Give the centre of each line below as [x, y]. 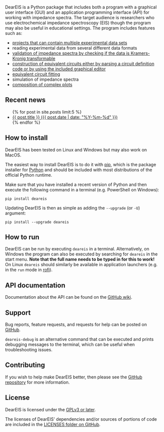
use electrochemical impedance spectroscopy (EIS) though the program [78, 23]
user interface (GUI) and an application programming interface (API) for [77, 12]
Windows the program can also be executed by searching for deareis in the [82, 254]
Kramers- [140, 53]
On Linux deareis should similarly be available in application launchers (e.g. [82, 265]
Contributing [25, 365]
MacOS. [13, 155]
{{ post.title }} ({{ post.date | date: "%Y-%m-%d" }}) [65, 117]
